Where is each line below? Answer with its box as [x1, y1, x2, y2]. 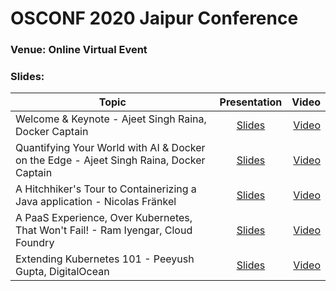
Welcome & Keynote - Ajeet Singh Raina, [15, 112, 207, 126]
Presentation [219, 95, 283, 109]
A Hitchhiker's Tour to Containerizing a [15, 182, 197, 196]
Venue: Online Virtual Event [10, 43, 148, 57]
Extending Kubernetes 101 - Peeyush [15, 252, 195, 266]
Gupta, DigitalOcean [15, 265, 110, 279]
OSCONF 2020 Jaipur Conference [10, 7, 299, 30]
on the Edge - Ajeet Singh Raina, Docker [15, 153, 206, 167]
